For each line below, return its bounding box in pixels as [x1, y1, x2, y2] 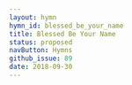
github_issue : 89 [9, 54, 73, 63]
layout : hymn [9, 12, 57, 22]
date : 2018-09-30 [9, 63, 73, 72]
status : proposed [9, 37, 73, 47]
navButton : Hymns [9, 46, 73, 55]
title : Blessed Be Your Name [9, 29, 116, 38]
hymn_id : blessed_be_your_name [9, 21, 124, 30]
